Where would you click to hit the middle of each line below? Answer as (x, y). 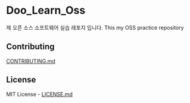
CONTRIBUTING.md (31, 61)
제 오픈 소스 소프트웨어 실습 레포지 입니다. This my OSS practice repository (95, 27)
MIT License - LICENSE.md (40, 94)
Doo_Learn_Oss (46, 10)
